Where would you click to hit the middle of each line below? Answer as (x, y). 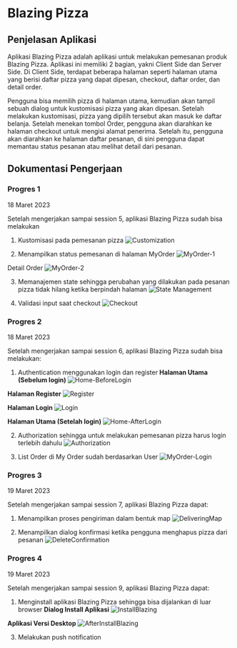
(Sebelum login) (42, 379)
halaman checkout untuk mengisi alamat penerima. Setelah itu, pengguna (115, 131)
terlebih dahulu (40, 443)
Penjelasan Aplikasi (52, 40)
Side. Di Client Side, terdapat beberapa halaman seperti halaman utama (112, 72)
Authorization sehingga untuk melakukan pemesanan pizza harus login (122, 435)
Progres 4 (25, 559)
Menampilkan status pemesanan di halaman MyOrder (96, 254)
